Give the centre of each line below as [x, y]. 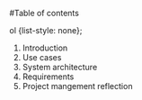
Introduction [45, 48]
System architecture [60, 67]
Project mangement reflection [77, 86]
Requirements [48, 77]
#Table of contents [44, 13]
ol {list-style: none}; [46, 30]
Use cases [42, 57]
